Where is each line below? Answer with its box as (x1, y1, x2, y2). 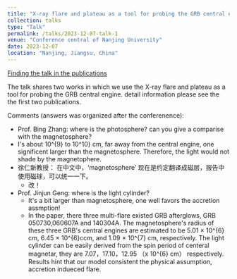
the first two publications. (7, 97, 82, 106)
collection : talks (7, 17, 61, 24)
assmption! (28, 204, 61, 212)
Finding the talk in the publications (7, 68, 107, 77)
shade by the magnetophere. (17, 154, 102, 163)
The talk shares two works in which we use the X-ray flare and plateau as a (7, 82, 226, 91)
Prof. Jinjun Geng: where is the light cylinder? (17, 188, 150, 197)
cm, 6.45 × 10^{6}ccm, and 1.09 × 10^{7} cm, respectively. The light (28, 233, 224, 242)
